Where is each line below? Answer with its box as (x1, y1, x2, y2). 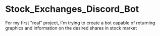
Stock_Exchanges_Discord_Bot (5, 3, 139, 15)
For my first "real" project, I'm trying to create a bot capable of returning (5, 20, 155, 26)
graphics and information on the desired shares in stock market (5, 25, 137, 31)
